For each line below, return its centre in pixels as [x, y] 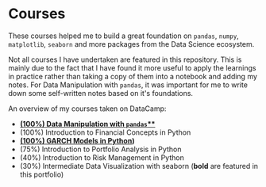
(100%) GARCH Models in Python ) [77, 140]
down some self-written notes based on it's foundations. [100, 93]
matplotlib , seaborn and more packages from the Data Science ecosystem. [131, 44]
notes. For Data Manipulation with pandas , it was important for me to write [128, 85]
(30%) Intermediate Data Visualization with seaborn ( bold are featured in [139, 166]
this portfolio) [42, 174]
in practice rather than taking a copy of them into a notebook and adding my [133, 76]
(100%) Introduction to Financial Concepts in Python [105, 132]
